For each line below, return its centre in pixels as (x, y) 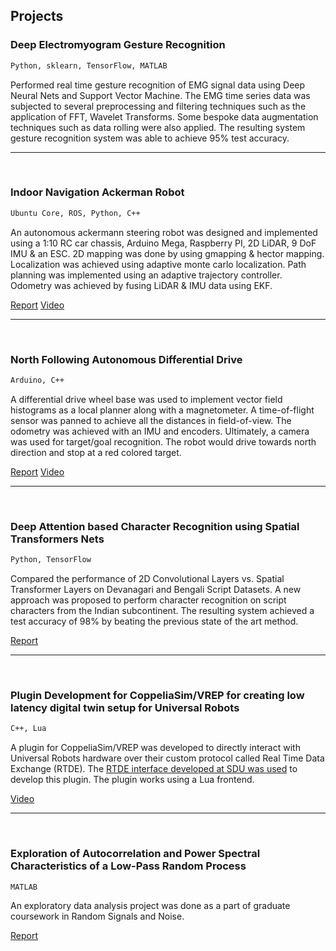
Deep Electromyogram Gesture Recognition (118, 45)
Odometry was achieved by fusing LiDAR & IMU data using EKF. (141, 285)
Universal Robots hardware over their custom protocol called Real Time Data (167, 758)
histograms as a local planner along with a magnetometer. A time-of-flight (162, 410)
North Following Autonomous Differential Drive (126, 359)
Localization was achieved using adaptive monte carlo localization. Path (158, 264)
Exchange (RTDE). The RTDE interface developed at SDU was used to (154, 769)
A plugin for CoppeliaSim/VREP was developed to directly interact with (155, 748)
